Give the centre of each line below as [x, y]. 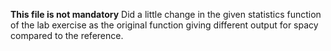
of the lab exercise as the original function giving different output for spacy [164, 25]
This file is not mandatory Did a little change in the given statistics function [166, 14]
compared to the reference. [67, 35]
